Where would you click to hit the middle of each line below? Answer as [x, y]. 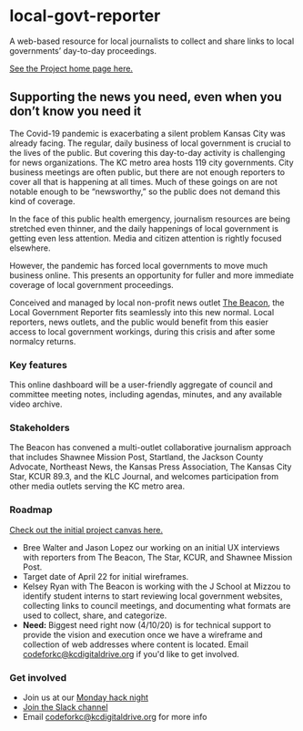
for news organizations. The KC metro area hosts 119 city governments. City [151, 162]
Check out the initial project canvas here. [86, 530]
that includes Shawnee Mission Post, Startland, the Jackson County [136, 458]
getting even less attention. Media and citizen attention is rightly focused [146, 238]
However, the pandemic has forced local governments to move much [139, 265]
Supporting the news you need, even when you [146, 97]
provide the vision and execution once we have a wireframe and [142, 634]
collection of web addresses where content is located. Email [135, 644]
